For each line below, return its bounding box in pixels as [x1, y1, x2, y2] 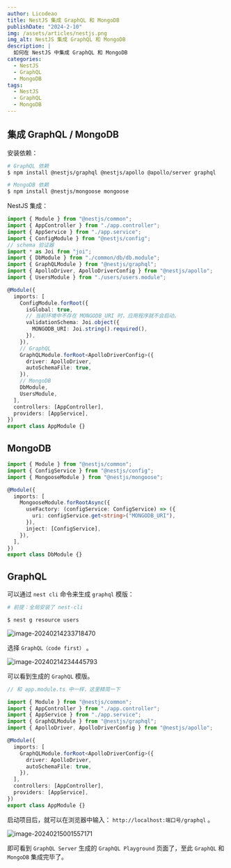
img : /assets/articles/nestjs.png [7, 29, 108, 37]
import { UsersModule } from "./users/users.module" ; [7, 274, 167, 281]
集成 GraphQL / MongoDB [7, 128, 120, 140]
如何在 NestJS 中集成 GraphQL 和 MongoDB [13, 50, 128, 57]
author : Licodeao [7, 10, 58, 17]
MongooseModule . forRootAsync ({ [19, 499, 111, 506]
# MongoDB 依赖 [7, 182, 49, 189]
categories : [7, 56, 42, 63]
